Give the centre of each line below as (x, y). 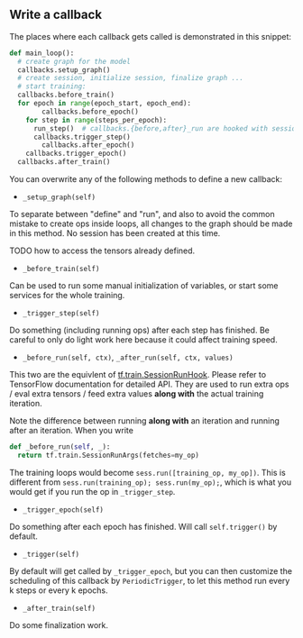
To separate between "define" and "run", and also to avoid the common (142, 214)
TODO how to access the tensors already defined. (102, 251)
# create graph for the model (74, 61)
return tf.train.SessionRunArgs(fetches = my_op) (109, 455)
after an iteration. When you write (71, 431)
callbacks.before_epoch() (91, 112)
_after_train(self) (59, 608)
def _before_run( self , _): (60, 447)
